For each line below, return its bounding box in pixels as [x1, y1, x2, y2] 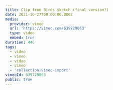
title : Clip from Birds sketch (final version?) [5, 7, 109, 12]
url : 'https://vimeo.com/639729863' [10, 26, 86, 31]
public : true [5, 77, 33, 82]
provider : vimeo [10, 21, 44, 26]
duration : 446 [5, 40, 35, 45]
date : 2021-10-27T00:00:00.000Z [5, 12, 73, 17]
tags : [5, 44, 17, 49]
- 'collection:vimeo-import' [10, 68, 71, 73]
